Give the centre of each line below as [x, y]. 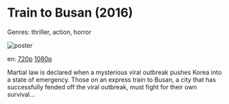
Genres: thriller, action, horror [49, 32]
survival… [21, 94]
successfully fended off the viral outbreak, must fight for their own [102, 87]
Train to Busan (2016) [70, 13]
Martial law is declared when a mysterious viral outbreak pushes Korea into [114, 72]
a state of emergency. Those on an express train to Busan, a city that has [112, 79]
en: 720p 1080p [29, 59]
